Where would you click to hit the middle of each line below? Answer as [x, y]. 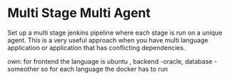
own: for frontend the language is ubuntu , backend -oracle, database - [112, 61]
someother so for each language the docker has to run [87, 69]
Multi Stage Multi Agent [79, 13]
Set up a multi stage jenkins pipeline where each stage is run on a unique [115, 33]
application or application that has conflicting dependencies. [96, 47]
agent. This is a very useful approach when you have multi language [108, 40]
